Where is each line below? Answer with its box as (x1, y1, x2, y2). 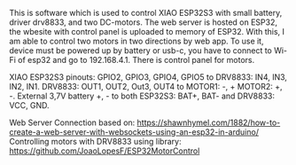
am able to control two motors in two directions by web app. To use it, (9, 35, 264, 46)
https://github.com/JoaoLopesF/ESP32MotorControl (9, 145, 200, 156)
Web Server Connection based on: (9, 117, 136, 128)
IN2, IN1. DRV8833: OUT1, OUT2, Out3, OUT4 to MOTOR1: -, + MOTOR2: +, (9, 82, 283, 91)
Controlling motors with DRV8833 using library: (9, 137, 182, 146)
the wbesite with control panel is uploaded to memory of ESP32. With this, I (9, 27, 285, 36)
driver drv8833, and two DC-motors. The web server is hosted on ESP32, (9, 17, 277, 27)
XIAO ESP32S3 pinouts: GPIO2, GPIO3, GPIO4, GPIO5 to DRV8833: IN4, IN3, (9, 72, 288, 82)
